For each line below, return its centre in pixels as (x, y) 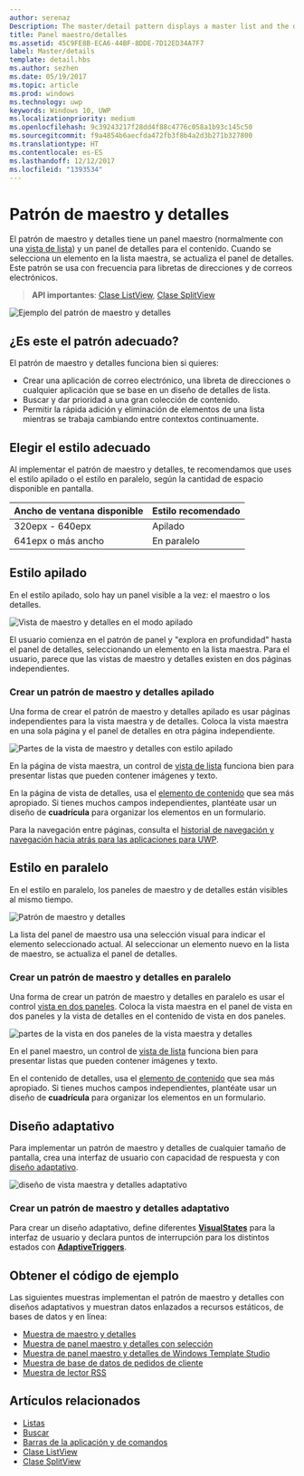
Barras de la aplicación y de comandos (95, 1442)
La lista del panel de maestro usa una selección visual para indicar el (138, 934)
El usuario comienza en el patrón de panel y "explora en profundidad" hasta (151, 639)
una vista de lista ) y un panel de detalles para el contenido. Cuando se (140, 249)
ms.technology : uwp (46, 102)
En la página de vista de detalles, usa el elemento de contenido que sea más (152, 793)
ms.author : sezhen (44, 69)
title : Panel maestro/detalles (68, 34)
